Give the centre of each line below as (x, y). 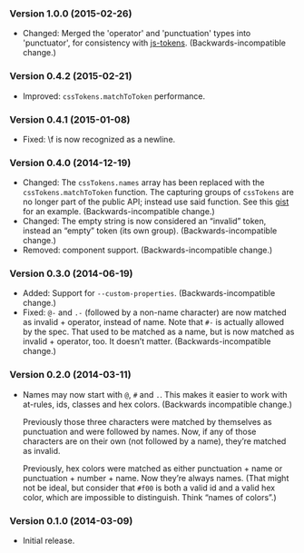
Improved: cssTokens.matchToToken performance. (114, 96)
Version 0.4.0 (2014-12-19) (70, 163)
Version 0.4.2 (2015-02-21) (71, 76)
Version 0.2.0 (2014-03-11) (70, 375)
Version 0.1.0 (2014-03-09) (71, 520)
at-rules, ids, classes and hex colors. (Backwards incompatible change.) (157, 404)
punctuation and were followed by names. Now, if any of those (139, 431)
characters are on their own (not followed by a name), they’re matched (154, 441)
